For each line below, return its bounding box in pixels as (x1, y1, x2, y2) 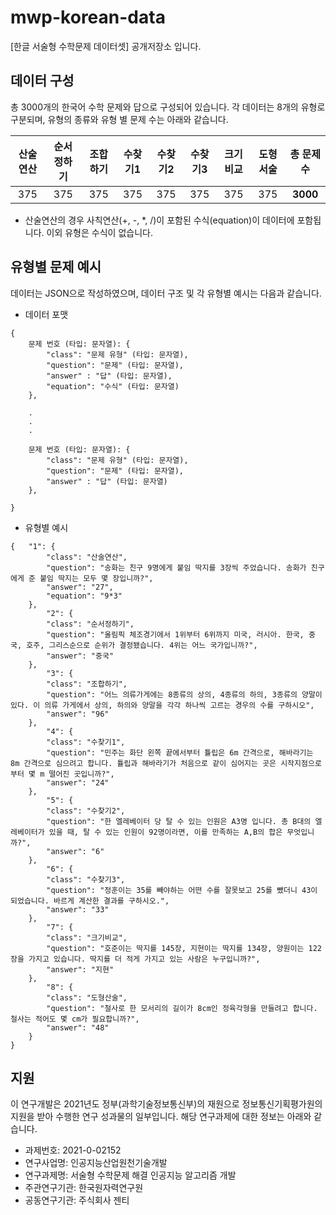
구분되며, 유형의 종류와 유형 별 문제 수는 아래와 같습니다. (10, 113, 229, 125)
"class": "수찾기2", (46, 806, 126, 816)
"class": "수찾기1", (46, 737, 126, 747)
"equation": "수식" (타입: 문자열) (46, 381, 180, 391)
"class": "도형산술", (46, 992, 128, 1003)
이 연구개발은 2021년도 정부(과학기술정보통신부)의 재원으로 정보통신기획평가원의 (10, 1098, 323, 1110)
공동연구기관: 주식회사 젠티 (24, 1194, 130, 1206)
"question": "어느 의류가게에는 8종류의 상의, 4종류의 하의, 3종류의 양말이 (46, 689, 323, 700)
